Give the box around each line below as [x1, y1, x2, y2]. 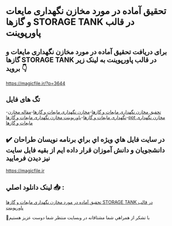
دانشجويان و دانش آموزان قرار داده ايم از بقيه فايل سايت [6, 146, 165, 155]
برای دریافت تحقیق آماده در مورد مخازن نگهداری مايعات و [6, 47, 167, 56]
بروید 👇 [6, 64, 28, 73]
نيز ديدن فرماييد [6, 154, 50, 163]
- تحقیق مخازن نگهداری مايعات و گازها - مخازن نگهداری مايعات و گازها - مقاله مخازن [6, 108, 161, 115]
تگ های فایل [6, 95, 40, 104]
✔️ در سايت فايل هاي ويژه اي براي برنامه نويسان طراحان [6, 135, 165, 144]
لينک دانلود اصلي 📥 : [6, 183, 64, 192]
